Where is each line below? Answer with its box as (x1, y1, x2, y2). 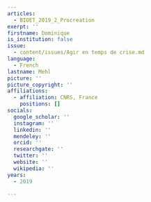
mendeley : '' (13, 133, 51, 140)
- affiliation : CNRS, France (13, 94, 98, 101)
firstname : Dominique (7, 29, 70, 37)
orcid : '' (13, 140, 42, 146)
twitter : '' (13, 152, 49, 160)
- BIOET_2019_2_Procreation (13, 17, 95, 24)
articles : (7, 10, 36, 17)
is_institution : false (7, 36, 73, 43)
